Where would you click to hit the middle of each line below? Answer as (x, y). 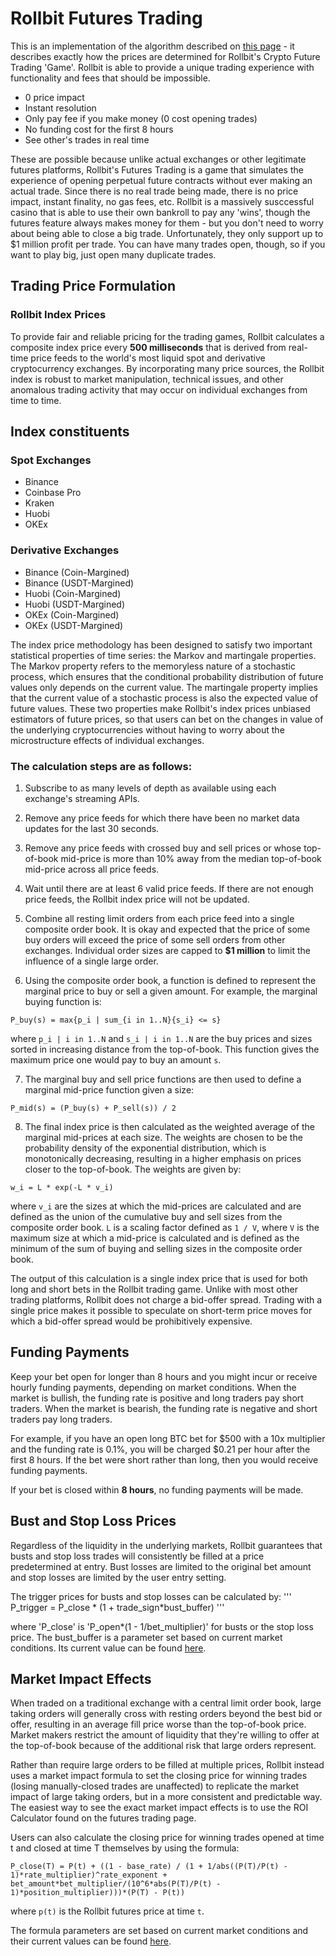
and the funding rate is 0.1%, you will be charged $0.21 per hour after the (160, 1449)
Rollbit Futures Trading (106, 18)
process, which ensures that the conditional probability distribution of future (167, 676)
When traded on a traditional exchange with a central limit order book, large (166, 1703)
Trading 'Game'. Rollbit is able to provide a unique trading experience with (162, 67)
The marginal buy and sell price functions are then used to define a (163, 1079)
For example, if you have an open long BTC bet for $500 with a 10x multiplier (168, 1438)
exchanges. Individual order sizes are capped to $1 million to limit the (168, 950)
